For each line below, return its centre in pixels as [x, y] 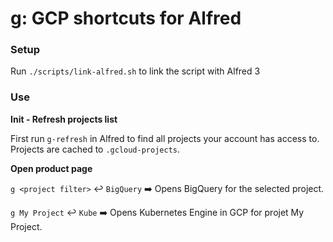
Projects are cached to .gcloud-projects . [95, 149]
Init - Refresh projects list [64, 119]
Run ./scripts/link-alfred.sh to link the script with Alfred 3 [135, 71]
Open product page [51, 168]
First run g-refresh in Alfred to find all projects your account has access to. [165, 138]
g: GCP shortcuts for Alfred [126, 18]
